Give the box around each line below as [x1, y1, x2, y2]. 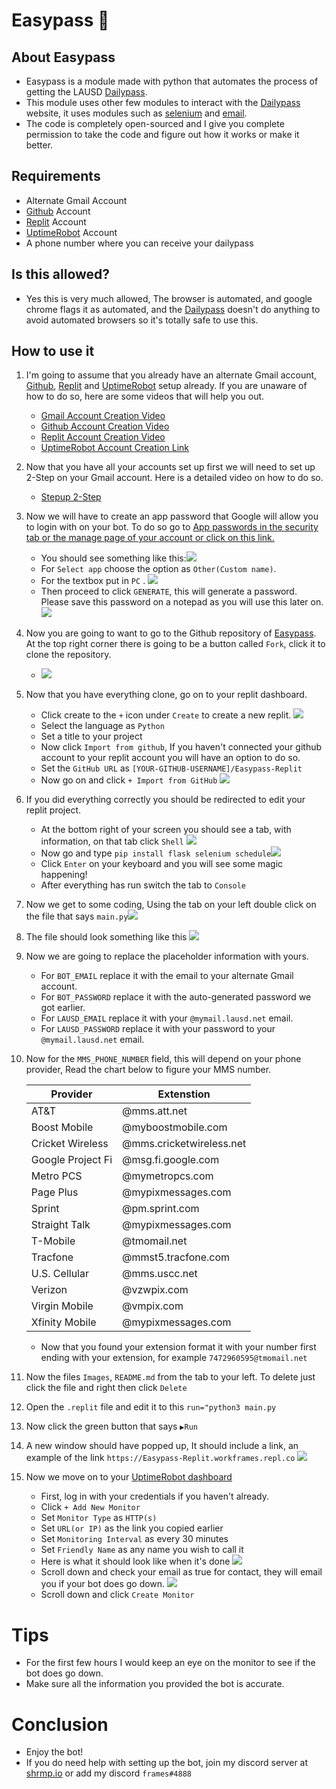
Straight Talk [30, 1218, 91, 1232]
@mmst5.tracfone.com [122, 1250, 231, 1264]
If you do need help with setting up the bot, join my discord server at [25, 1757, 309, 1769]
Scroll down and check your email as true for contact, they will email [40, 1566, 323, 1578]
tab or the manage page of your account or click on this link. [25, 532, 275, 544]
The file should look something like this [25, 931, 188, 943]
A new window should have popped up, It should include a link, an [25, 1440, 299, 1452]
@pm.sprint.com [122, 1202, 200, 1216]
